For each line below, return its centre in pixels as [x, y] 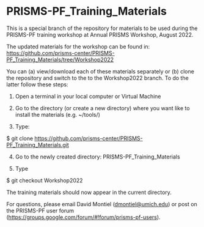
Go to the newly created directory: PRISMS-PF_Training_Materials [97, 157]
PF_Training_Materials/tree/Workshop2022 [60, 59]
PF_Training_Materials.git [38, 144]
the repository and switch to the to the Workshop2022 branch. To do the [98, 78]
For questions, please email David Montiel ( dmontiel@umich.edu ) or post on [102, 204]
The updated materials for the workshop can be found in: [78, 47]
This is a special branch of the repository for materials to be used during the [102, 28]
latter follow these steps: [37, 84]
